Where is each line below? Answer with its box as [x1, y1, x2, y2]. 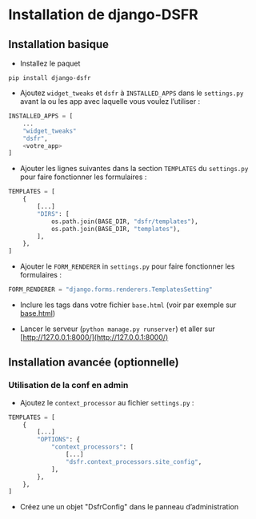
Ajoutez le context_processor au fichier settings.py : [19, 397, 194, 407]
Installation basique [8, 38, 110, 51]
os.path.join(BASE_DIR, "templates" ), [50, 225, 181, 233]
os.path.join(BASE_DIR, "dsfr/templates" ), [50, 218, 198, 226]
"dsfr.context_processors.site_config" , [65, 457, 202, 465]
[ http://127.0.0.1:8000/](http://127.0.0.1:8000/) [19, 333, 169, 341]
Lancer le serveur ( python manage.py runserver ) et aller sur [19, 324, 215, 333]
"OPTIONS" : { [37, 436, 81, 444]
